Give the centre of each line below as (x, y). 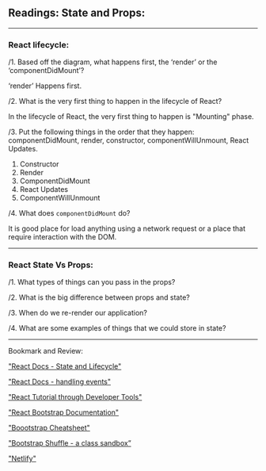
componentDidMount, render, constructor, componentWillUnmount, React (129, 140)
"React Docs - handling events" (60, 382)
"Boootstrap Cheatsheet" (49, 428)
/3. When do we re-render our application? (78, 313)
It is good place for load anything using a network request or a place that (127, 228)
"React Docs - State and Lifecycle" (65, 366)
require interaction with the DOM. (63, 237)
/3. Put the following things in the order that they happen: (101, 132)
